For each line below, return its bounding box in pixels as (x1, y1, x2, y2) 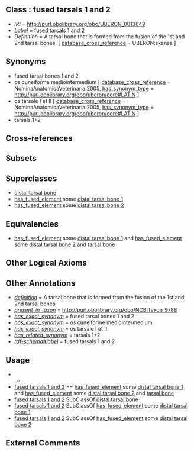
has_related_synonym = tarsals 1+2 (14, 331, 101, 339)
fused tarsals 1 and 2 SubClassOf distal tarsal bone (14, 396, 138, 403)
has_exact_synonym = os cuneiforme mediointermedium (14, 319, 153, 326)
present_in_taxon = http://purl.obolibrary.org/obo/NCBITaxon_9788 (14, 306, 177, 314)
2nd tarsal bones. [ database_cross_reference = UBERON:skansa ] (14, 39, 176, 46)
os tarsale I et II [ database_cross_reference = (14, 97, 126, 104)
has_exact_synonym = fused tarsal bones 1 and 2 (14, 313, 134, 320)
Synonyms (5, 56, 46, 67)
